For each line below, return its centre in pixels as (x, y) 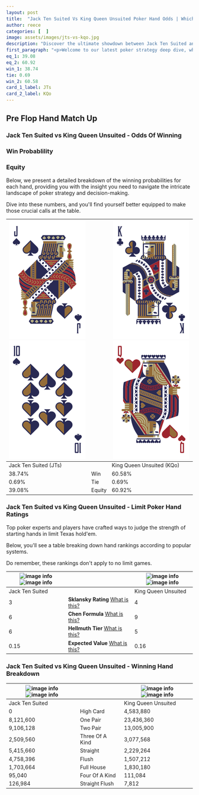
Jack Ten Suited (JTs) (35, 465)
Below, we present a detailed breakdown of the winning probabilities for (94, 180)
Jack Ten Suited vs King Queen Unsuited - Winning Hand (90, 666)
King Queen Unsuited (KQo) (145, 465)
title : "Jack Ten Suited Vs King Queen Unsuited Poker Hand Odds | (92, 19)
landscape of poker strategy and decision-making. (68, 193)
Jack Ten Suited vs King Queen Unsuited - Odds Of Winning (94, 135)
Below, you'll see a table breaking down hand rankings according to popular (99, 545)
